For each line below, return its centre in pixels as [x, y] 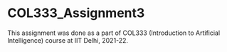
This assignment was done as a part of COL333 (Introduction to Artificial [114, 33]
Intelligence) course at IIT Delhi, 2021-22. [68, 40]
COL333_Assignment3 [76, 13]
